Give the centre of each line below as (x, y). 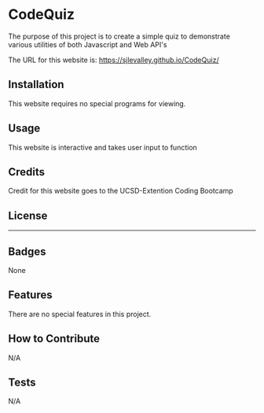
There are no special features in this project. (80, 314)
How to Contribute (54, 339)
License (28, 215)
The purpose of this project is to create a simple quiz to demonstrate (119, 36)
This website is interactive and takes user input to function (103, 147)
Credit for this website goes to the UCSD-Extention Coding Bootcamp (121, 191)
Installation (36, 85)
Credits (27, 172)
